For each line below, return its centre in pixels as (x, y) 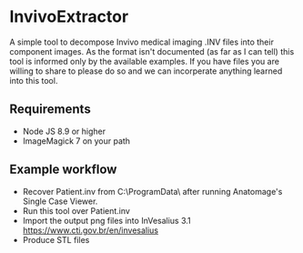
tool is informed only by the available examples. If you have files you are (145, 61)
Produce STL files (56, 239)
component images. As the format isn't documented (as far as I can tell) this (152, 51)
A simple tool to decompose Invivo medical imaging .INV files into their (142, 42)
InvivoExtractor (69, 17)
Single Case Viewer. (60, 201)
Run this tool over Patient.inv (76, 210)
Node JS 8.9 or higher (64, 131)
